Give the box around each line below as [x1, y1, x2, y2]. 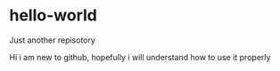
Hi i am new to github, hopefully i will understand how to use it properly [9, 51, 271, 62]
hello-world [9, 5, 98, 26]
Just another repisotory [9, 35, 96, 45]
